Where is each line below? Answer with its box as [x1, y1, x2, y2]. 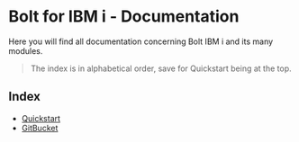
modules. [8, 45, 43, 56]
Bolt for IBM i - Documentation [8, 6, 240, 27]
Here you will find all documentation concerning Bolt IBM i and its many [8, 36, 274, 47]
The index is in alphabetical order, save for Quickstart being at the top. [30, 63, 292, 74]
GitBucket [21, 122, 59, 133]
